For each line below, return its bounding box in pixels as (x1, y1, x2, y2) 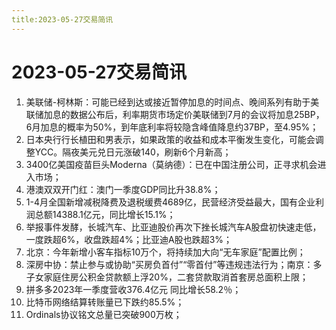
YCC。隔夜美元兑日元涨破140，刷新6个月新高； (34, 146, 232, 158)
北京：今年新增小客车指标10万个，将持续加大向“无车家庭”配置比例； (25, 246, 306, 258)
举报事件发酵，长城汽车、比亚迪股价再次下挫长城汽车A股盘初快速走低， (25, 221, 322, 233)
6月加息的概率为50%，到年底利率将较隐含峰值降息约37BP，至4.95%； (25, 121, 319, 133)
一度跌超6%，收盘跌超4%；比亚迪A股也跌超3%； (25, 233, 233, 245)
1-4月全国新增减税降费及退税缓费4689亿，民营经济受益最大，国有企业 (25, 196, 316, 208)
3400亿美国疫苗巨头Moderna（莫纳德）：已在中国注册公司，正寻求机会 (25, 158, 318, 170)
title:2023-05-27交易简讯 (11, 14, 114, 25)
